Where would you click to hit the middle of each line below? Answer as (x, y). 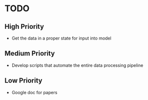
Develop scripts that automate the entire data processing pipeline (77, 65)
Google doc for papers (34, 92)
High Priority (24, 27)
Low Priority (23, 81)
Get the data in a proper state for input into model (62, 38)
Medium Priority (30, 53)
